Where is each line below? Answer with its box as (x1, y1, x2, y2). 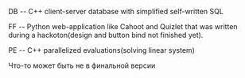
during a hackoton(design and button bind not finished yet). (8, 31, 204, 39)
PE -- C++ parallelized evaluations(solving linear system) (8, 46, 195, 54)
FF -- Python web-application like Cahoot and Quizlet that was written (8, 22, 238, 31)
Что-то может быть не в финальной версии (8, 61, 156, 70)
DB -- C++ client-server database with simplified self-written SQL (8, 7, 224, 16)
